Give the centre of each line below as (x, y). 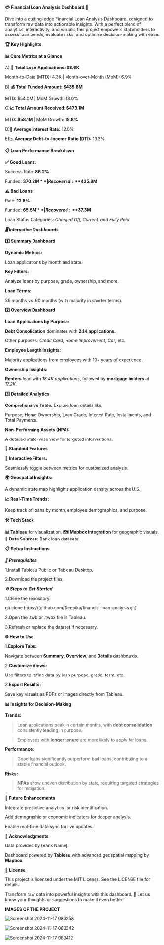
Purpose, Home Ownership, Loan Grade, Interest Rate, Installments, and (78, 415)
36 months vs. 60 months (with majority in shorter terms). (64, 300)
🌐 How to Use (19, 637)
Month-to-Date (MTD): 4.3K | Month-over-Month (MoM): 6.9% (68, 77)
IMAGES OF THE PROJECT (33, 909)
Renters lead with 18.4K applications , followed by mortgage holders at (77, 379)
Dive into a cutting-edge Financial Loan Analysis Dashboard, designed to (79, 19)
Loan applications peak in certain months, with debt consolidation (85, 725)
